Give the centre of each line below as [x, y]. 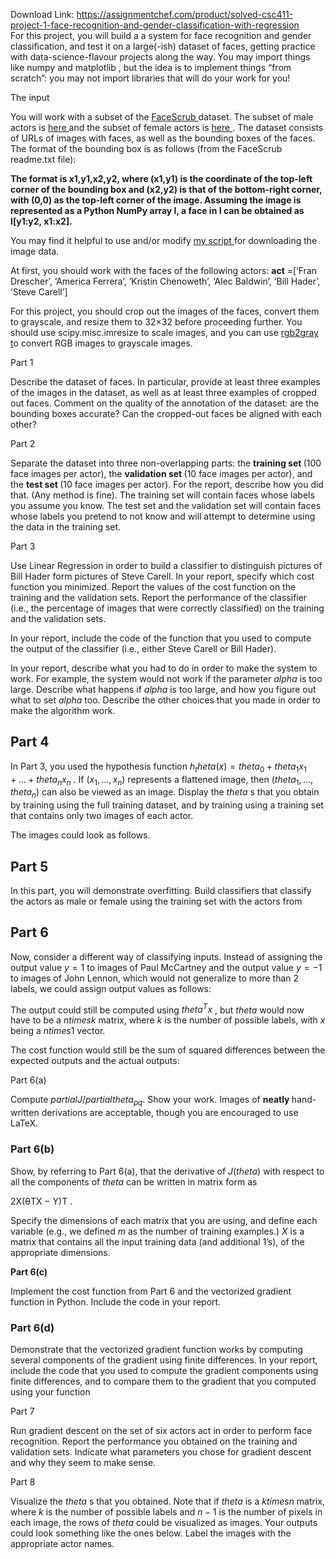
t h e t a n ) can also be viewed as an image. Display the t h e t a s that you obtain [165, 793]
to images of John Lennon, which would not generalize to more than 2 [155, 978]
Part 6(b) [32, 1149]
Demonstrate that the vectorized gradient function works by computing [157, 1349]
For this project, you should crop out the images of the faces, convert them [165, 311]
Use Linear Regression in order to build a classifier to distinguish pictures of [166, 565]
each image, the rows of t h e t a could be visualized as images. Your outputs [164, 1522]
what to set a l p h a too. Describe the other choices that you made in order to [165, 700]
